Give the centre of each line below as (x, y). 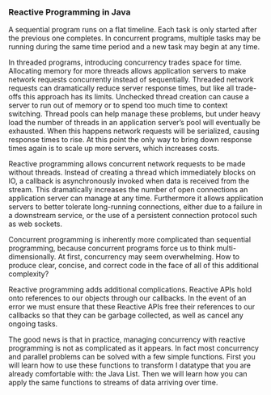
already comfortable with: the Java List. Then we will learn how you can (128, 374)
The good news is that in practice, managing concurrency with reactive (127, 340)
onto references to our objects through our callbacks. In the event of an (127, 298)
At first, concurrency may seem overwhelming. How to (149, 257)
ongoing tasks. (33, 324)
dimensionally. (32, 257)
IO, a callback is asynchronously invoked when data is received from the (129, 181)
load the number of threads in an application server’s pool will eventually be (134, 123)
